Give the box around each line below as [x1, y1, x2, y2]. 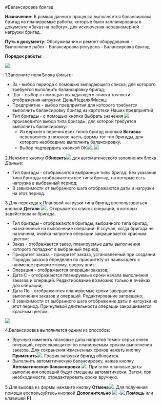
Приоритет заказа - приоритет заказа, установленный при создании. [12, 252, 157, 257]
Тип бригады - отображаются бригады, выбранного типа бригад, [12, 220, 148, 226]
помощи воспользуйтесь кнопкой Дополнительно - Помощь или [5, 390, 154, 396]
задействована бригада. [5, 211, 56, 216]
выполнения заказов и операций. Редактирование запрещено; [12, 293, 143, 298]
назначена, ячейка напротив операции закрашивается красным [12, 231, 147, 236]
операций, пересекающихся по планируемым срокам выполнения [12, 342, 152, 347]
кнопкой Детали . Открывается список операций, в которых [5, 206, 138, 212]
